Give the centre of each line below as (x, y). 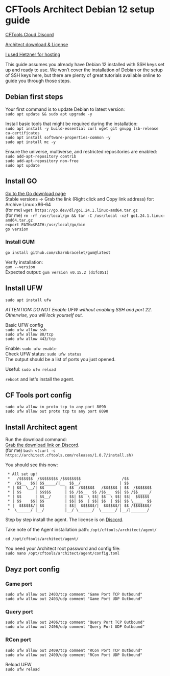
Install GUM (20, 242)
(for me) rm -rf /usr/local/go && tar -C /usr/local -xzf (67, 215)
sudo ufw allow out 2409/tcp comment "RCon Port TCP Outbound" (74, 650)
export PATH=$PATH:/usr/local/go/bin (45, 225)
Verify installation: (24, 262)
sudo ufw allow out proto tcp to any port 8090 (57, 411)
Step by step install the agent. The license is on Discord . (64, 520)
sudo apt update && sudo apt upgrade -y (49, 114)
